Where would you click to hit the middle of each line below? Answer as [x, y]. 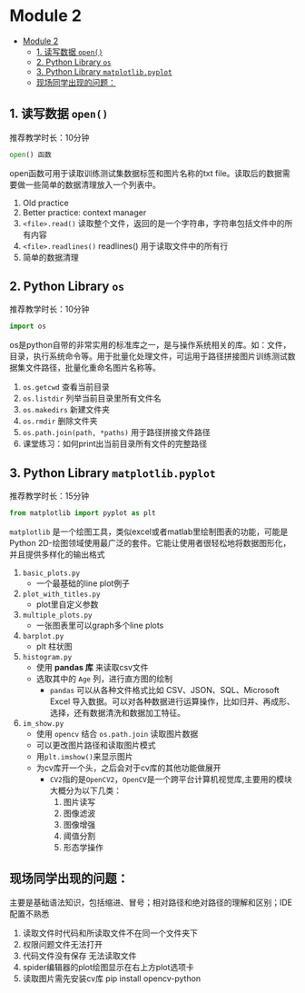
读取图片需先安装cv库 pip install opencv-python [112, 978]
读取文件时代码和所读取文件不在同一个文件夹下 [110, 933]
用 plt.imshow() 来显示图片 [84, 756]
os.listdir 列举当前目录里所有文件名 [92, 398]
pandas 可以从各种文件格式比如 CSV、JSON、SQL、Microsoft [164, 690]
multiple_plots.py [57, 615]
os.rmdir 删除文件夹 [60, 421]
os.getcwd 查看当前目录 [66, 387]
